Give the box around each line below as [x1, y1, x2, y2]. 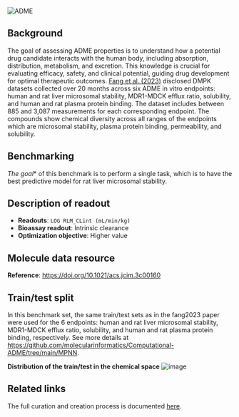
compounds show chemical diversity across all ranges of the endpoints [7, 114, 218, 123]
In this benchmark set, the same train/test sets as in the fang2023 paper [7, 311, 220, 319]
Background [7, 27, 63, 39]
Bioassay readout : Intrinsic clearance [17, 224, 129, 232]
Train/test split [7, 292, 74, 304]
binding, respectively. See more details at [7, 334, 129, 342]
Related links [7, 383, 66, 395]
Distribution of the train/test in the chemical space [7, 362, 161, 371]
